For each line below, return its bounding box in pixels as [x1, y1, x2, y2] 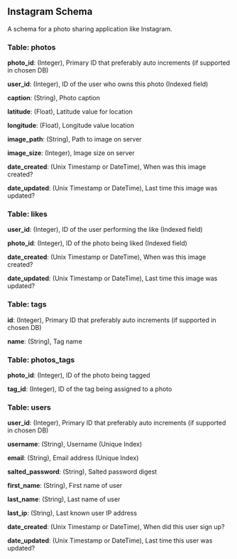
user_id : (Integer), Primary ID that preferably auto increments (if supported [7, 419, 226, 427]
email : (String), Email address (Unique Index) [7, 454, 139, 462]
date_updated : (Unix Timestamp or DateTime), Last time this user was [7, 536, 213, 545]
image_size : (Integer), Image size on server [7, 149, 135, 157]
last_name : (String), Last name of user [7, 495, 121, 504]
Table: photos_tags [7, 355, 75, 365]
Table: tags [7, 299, 48, 309]
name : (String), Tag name [7, 337, 83, 346]
